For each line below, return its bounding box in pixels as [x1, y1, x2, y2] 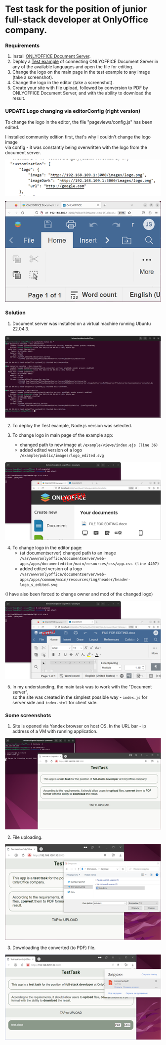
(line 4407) [134, 561, 160, 567]
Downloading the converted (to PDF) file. [12, 945, 96, 951]
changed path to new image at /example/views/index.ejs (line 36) [19, 442, 158, 448]
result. [12, 95, 26, 101]
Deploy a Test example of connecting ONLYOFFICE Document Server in [12, 58, 159, 65]
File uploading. [12, 834, 43, 840]
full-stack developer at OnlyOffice [5, 14, 148, 25]
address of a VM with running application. [12, 728, 98, 734]
